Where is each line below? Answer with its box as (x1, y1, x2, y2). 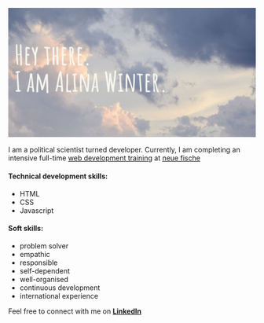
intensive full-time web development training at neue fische (8, 153, 200, 163)
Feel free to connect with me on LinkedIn (8, 306, 141, 316)
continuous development (19, 283, 101, 292)
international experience (19, 291, 99, 300)
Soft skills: (8, 224, 44, 233)
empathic (19, 249, 51, 259)
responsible (19, 258, 58, 267)
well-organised (19, 274, 69, 284)
